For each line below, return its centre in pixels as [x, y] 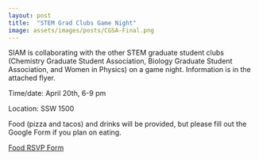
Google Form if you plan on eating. [65, 132]
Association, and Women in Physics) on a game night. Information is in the [130, 70]
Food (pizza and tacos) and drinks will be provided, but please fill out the [128, 124]
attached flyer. [32, 78]
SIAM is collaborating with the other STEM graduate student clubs [116, 53]
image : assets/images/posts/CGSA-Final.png [81, 30]
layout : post [30, 15]
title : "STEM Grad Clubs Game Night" [72, 23]
